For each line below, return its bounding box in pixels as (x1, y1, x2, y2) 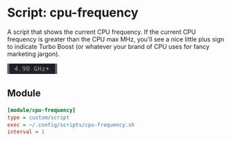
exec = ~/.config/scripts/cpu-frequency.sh (7, 121, 135, 129)
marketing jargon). (7, 50, 60, 58)
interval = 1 (7, 129, 45, 135)
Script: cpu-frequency (7, 5, 139, 21)
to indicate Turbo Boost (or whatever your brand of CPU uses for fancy (7, 42, 210, 50)
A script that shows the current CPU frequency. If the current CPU (7, 28, 196, 36)
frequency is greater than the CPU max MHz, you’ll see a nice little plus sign (7, 35, 225, 43)
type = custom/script (7, 114, 70, 121)
